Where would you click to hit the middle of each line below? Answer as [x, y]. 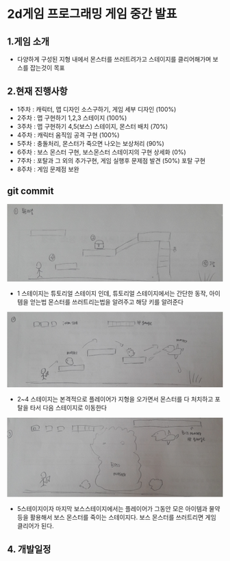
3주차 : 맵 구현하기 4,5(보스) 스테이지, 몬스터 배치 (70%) [92, 126]
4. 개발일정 [29, 549]
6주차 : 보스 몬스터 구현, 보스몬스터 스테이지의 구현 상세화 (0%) [101, 152]
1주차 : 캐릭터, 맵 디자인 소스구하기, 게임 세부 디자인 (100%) [97, 109]
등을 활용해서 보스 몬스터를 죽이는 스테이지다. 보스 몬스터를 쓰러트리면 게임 [117, 517]
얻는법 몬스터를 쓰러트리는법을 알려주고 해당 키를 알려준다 [106, 302]
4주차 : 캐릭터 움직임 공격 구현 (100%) [68, 135]
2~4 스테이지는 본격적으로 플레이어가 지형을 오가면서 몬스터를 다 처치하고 [115, 399]
